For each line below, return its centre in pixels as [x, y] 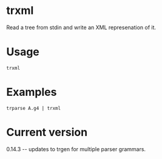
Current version [47, 132]
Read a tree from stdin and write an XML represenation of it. [81, 27]
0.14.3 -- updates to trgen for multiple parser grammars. [76, 149]
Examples [32, 92]
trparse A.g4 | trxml [34, 108]
